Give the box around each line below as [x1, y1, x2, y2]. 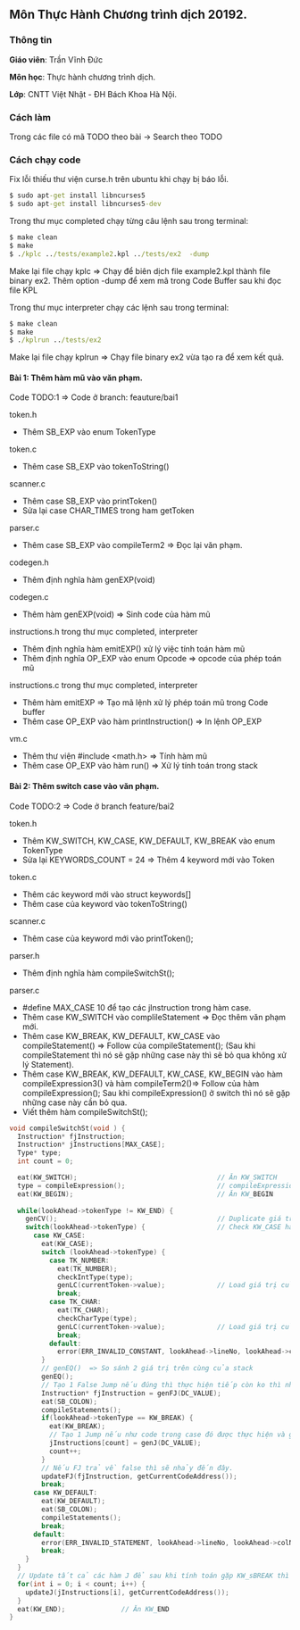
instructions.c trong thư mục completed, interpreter [9, 680, 198, 691]
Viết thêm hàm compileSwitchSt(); [21, 1106, 148, 1117]
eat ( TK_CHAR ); [56, 1306, 110, 1315]
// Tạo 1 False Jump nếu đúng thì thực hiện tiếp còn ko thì [41, 1380, 281, 1389]
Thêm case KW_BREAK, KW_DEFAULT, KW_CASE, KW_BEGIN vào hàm [21, 1069, 283, 1079]
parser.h [9, 950, 40, 961]
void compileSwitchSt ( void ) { [9, 1124, 126, 1133]
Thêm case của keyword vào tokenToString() [21, 898, 187, 909]
